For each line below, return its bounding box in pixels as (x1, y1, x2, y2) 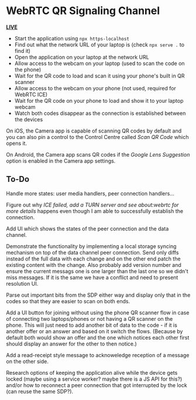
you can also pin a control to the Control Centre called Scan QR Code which (6, 133, 189, 140)
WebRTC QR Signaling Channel (6, 4, 160, 18)
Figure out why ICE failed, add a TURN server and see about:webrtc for (6, 201, 179, 208)
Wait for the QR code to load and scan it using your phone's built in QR (14, 72, 185, 79)
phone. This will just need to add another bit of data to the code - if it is (6, 321, 177, 328)
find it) (14, 47, 31, 54)
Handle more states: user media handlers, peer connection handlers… (6, 189, 174, 197)
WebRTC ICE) (14, 91, 48, 98)
